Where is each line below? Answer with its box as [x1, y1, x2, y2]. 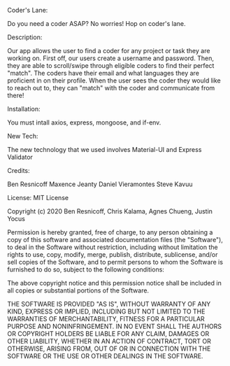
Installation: [7, 105, 41, 113]
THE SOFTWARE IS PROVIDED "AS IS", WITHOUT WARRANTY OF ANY [7, 300, 211, 308]
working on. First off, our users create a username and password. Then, [7, 54, 215, 62]
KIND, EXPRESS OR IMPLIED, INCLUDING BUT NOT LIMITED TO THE [7, 307, 206, 316]
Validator [7, 153, 34, 161]
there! [7, 91, 24, 99]
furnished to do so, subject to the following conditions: [7, 265, 164, 274]
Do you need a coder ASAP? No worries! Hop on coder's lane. [7, 20, 187, 27]
